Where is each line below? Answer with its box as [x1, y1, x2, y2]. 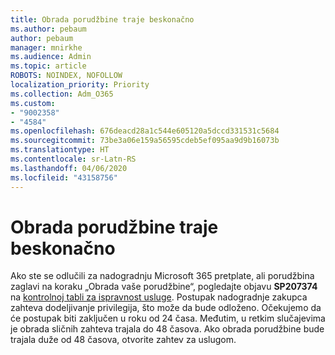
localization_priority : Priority [10, 80, 150, 90]
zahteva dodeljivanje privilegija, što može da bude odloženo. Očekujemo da [10, 302, 322, 314]
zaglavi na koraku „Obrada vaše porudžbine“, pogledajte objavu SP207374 [10, 281, 318, 293]
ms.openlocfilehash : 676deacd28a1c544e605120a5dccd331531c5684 [10, 126, 280, 136]
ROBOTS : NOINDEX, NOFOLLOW [10, 71, 123, 81]
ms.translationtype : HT [10, 145, 110, 155]
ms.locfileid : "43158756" [10, 172, 118, 183]
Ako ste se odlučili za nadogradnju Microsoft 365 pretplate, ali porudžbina [10, 270, 315, 282]
